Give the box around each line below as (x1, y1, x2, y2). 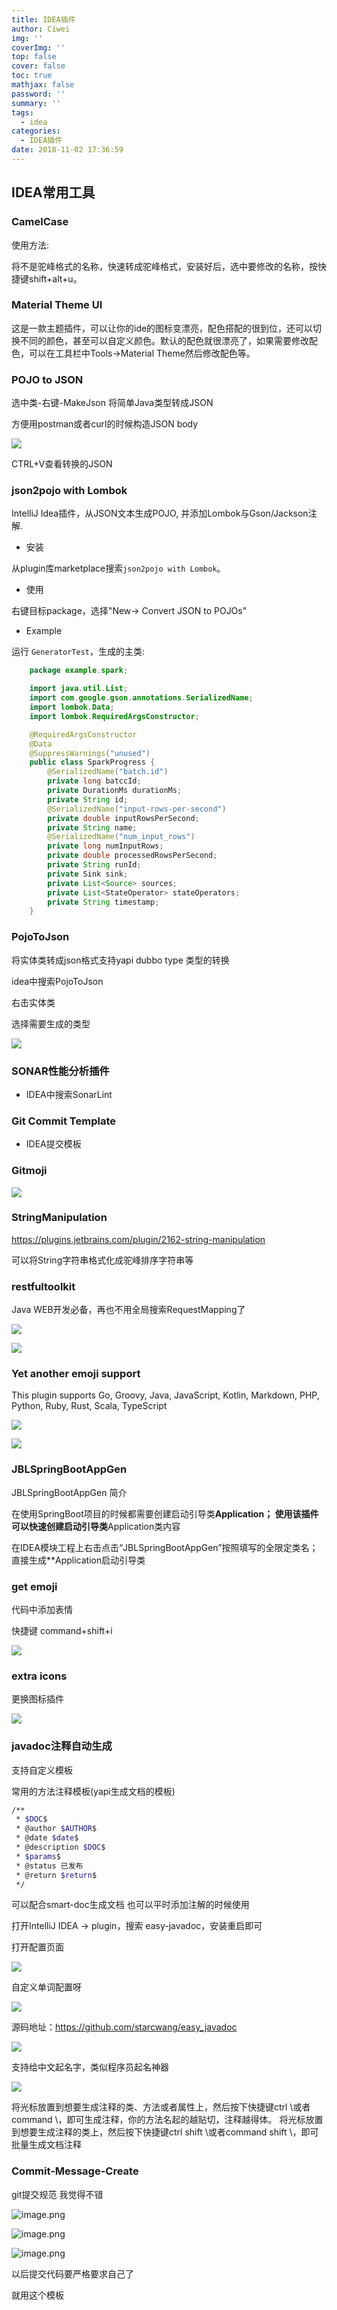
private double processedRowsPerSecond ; (47, 851, 218, 861)
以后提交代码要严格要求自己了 (11, 2267, 134, 2280)
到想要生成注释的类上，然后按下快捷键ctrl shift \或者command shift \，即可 (11, 2126, 319, 2138)
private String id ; (47, 794, 129, 805)
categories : (11, 126, 61, 136)
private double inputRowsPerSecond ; (47, 813, 200, 823)
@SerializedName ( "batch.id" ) (47, 767, 169, 777)
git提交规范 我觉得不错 (11, 2188, 104, 2200)
